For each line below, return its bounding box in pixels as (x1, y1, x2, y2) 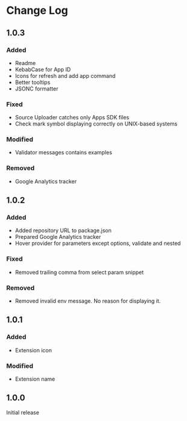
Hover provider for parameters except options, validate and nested (14, 239, 181, 247)
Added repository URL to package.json (14, 227, 112, 234)
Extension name (14, 375, 55, 383)
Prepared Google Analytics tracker (14, 233, 101, 241)
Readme (14, 59, 36, 66)
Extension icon (14, 346, 52, 353)
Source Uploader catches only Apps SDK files (14, 114, 130, 121)
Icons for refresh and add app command (14, 72, 116, 79)
